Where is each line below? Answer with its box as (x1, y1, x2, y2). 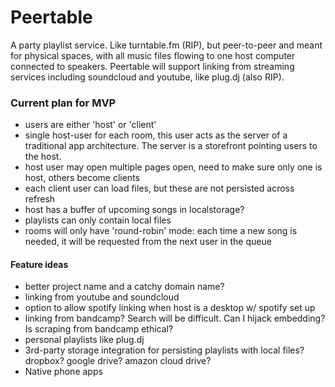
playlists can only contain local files (24, 214, 172, 226)
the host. (24, 151, 62, 163)
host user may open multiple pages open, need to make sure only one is (24, 161, 323, 173)
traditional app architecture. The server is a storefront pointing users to (24, 140, 318, 152)
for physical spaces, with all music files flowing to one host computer (10, 49, 296, 61)
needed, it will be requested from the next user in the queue (24, 236, 272, 248)
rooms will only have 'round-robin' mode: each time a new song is (24, 225, 298, 237)
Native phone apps (24, 366, 103, 378)
